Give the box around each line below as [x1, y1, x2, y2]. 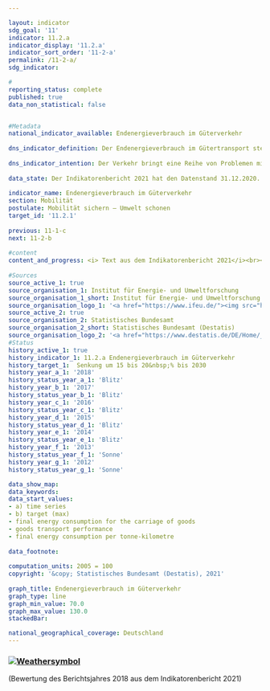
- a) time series [8, 503, 67, 511]
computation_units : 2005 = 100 [8, 562, 113, 570]
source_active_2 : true [8, 309, 84, 317]
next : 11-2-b [8, 234, 52, 242]
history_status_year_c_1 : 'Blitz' [8, 406, 125, 414]
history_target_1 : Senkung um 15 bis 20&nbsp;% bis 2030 [8, 361, 207, 370]
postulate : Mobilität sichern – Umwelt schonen [8, 204, 171, 213]
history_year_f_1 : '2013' [8, 444, 95, 452]
